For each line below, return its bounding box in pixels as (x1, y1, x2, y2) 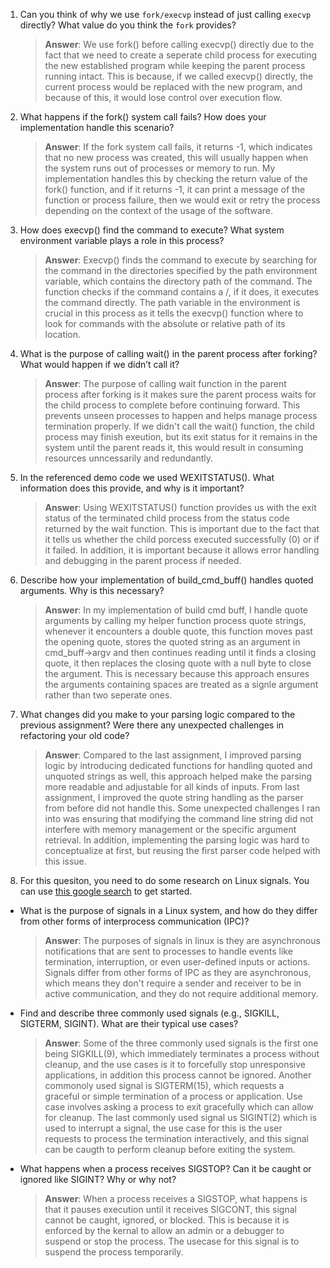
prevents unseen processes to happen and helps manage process (44, 410, 318, 421)
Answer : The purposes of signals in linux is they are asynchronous (44, 935, 321, 946)
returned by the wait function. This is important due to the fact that (44, 523, 320, 534)
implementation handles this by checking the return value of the (44, 173, 308, 184)
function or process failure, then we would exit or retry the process (44, 194, 321, 206)
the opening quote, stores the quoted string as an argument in (44, 636, 301, 648)
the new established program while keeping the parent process (44, 60, 306, 71)
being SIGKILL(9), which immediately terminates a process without (44, 1048, 320, 1059)
